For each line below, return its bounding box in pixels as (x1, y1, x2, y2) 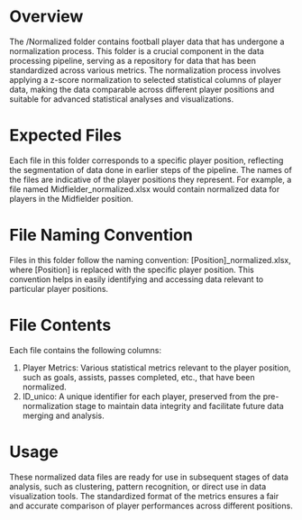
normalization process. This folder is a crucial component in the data (9, 45, 264, 56)
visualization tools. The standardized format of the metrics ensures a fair (9, 490, 279, 501)
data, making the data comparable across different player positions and (9, 84, 275, 95)
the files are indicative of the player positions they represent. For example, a (9, 174, 292, 185)
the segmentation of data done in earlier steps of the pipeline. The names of (9, 164, 293, 175)
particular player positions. (9, 283, 109, 294)
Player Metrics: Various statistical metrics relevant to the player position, (22, 362, 291, 373)
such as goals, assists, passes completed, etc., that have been (22, 371, 255, 382)
